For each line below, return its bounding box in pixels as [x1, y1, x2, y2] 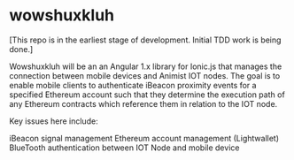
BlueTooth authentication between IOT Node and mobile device [9, 142, 240, 153]
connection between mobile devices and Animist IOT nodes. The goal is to [9, 70, 281, 80]
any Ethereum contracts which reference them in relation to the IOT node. [9, 98, 278, 109]
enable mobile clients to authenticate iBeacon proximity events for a [9, 80, 257, 90]
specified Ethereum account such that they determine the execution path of [9, 89, 285, 100]
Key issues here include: [9, 116, 99, 126]
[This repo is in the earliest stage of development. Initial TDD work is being [9, 34, 282, 45]
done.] [9, 43, 34, 54]
